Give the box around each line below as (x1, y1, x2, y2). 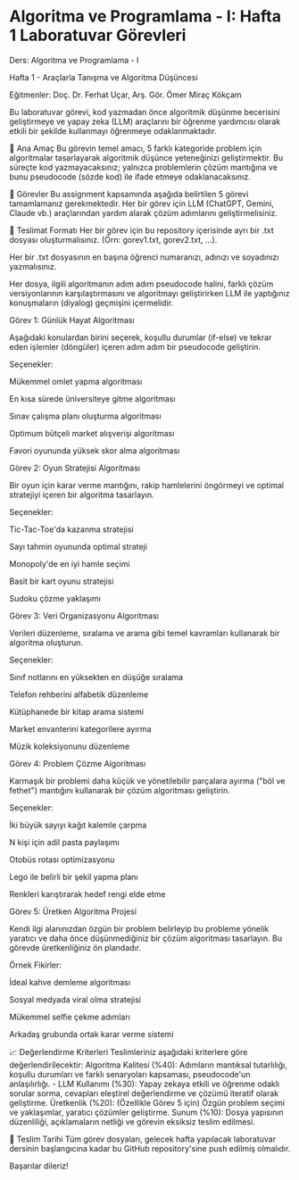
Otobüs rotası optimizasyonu (9, 854, 115, 865)
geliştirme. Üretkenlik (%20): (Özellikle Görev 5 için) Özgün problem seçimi (9, 1097, 286, 1108)
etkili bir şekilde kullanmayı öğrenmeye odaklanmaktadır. (9, 125, 217, 136)
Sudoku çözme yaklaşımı (9, 593, 101, 603)
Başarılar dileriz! (9, 1160, 69, 1171)
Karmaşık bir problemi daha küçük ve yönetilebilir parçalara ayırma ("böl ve (9, 775, 286, 786)
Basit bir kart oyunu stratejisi (9, 576, 114, 586)
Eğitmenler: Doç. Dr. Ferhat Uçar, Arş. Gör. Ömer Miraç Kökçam (9, 89, 243, 100)
